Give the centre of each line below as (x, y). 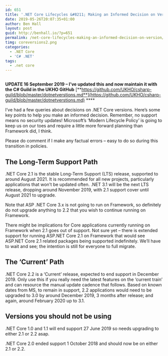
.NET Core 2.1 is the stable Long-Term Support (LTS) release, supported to (82, 173)
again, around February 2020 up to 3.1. (45, 300)
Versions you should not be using (58, 316)
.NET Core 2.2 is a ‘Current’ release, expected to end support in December (82, 274)
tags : (11, 61)
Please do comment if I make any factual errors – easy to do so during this (82, 141)
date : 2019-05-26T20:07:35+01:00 (40, 19)
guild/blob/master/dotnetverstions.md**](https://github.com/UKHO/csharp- (83, 95)
